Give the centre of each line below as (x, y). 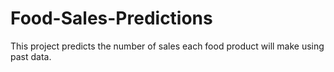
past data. (31, 56)
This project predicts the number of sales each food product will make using (167, 46)
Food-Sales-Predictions (111, 18)
